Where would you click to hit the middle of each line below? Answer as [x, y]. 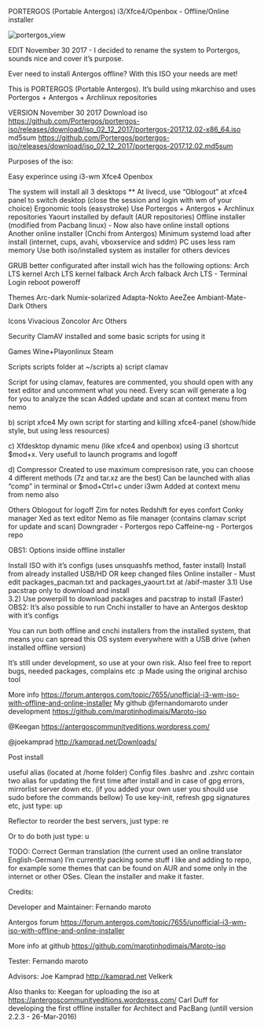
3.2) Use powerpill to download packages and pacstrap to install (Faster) [126, 599]
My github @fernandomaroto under [171, 703]
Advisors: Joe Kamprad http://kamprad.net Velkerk [90, 976]
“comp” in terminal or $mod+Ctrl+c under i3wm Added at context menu [124, 486]
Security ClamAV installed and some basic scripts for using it [107, 336]
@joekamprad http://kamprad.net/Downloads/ [82, 742]
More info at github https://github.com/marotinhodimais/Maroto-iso [117, 946]
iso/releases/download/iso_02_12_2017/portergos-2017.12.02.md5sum [121, 146]
